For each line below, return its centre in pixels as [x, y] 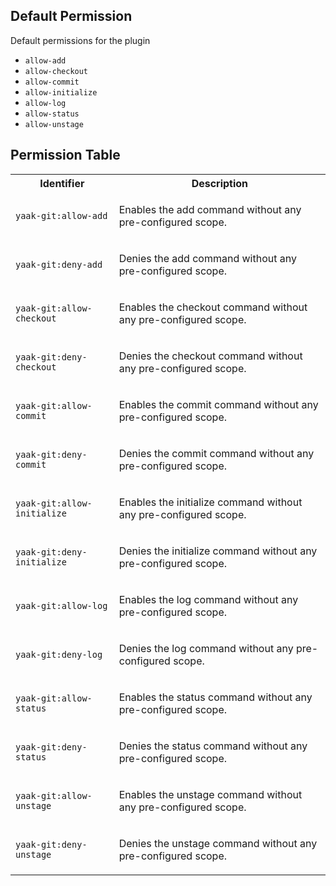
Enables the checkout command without [213, 307]
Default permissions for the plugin [80, 40]
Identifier [62, 183]
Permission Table [65, 155]
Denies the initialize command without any [218, 551]
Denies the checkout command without [210, 356]
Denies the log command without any [206, 648]
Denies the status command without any [213, 746]
